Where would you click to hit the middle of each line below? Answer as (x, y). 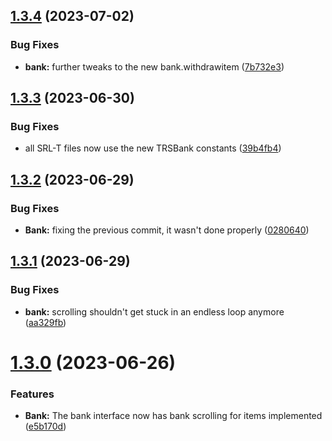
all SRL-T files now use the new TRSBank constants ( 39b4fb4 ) (153, 148)
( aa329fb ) (45, 322)
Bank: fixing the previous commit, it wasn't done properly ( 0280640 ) (167, 230)
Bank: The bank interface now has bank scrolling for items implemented (173, 416)
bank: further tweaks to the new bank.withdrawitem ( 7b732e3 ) (154, 66)
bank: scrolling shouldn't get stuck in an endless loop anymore (154, 311)
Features (32, 394)
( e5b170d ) (45, 426)
